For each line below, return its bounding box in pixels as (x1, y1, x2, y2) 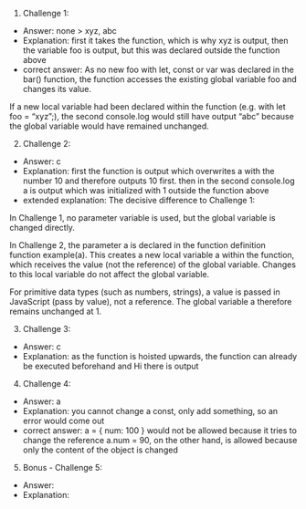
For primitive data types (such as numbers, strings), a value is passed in (9, 286, 280, 297)
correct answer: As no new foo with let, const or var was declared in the (22, 64, 294, 75)
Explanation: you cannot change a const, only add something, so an (22, 406, 279, 416)
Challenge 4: (22, 379, 71, 389)
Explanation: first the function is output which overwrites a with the (22, 166, 276, 176)
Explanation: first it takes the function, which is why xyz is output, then (22, 36, 289, 46)
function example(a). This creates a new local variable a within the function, (9, 250, 295, 260)
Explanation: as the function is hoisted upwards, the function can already (22, 351, 298, 361)
